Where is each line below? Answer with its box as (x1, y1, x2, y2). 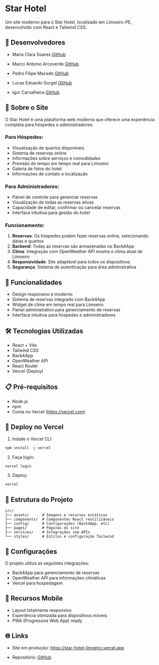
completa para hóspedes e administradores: (5, 122, 94, 128)
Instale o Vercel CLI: (12, 436, 53, 442)
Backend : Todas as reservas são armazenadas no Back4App (12, 243, 135, 249)
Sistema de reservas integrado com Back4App (12, 297, 106, 302)
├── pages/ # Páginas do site (5, 526, 79, 531)
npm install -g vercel (5, 445, 51, 450)
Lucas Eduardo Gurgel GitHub (12, 80, 72, 86)
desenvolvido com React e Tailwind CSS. (5, 24, 87, 30)
